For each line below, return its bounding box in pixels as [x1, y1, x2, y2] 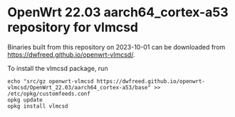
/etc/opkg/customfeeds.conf [7, 90, 91, 97]
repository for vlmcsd [7, 19, 139, 35]
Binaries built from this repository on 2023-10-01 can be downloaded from [7, 43, 226, 51]
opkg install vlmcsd [7, 102, 69, 110]
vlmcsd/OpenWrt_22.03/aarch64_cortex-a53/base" [7, 84, 152, 91]
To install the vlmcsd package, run [7, 64, 108, 72]
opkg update [7, 96, 43, 104]
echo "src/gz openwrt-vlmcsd [7, 77, 94, 85]
